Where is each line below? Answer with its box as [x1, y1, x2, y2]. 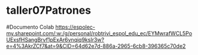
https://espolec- [55, 23, 96, 30]
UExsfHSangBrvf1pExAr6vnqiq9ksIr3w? [6, 36, 105, 43]
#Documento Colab [6, 23, 54, 30]
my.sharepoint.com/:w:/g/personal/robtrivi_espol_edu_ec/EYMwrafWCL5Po [6, 29, 193, 36]
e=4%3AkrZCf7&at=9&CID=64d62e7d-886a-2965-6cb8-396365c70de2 [6, 42, 186, 50]
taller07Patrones [6, 4, 92, 17]
